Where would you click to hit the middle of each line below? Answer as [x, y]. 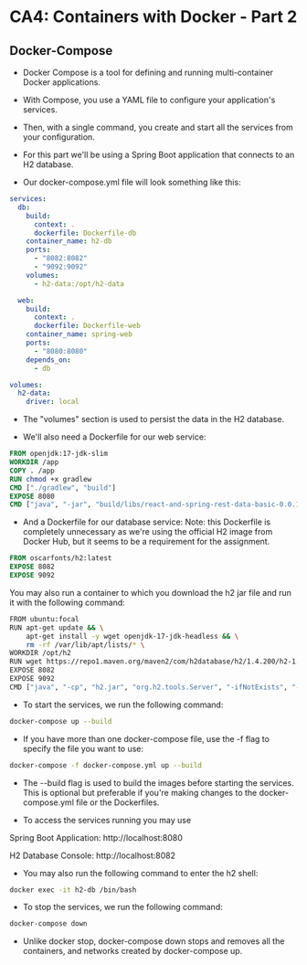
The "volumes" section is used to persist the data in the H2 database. [153, 419]
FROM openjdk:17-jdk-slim [58, 454]
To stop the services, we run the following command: [122, 907]
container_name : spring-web [79, 334]
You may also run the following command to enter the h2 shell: [140, 873]
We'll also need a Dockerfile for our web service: [114, 437]
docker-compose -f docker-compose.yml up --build [106, 765]
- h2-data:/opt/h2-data [79, 284]
